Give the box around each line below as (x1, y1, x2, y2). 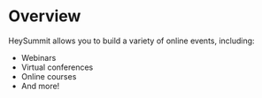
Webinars (20, 52, 57, 63)
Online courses (20, 71, 77, 81)
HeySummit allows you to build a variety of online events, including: (8, 35, 255, 46)
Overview (8, 6, 81, 26)
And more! (20, 80, 60, 91)
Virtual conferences (20, 62, 94, 72)
